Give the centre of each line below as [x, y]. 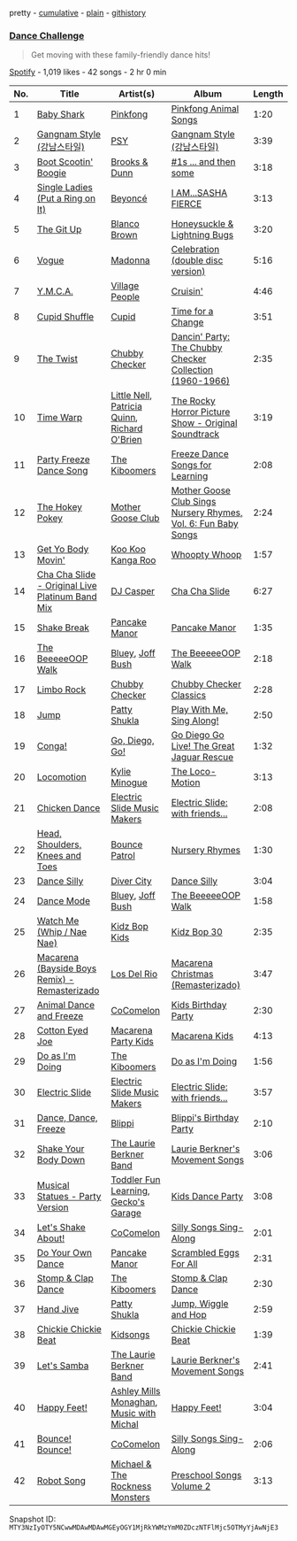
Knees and [59, 856]
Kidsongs [130, 1335]
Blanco [125, 224]
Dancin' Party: [200, 337]
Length [268, 94]
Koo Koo [128, 550]
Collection [192, 370]
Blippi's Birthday [205, 1118]
